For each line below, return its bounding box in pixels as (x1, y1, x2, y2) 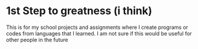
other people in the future (6, 36, 68, 43)
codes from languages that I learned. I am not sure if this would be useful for (6, 30, 192, 37)
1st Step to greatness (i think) (6, 4, 153, 18)
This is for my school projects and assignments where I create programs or (6, 24, 189, 31)
